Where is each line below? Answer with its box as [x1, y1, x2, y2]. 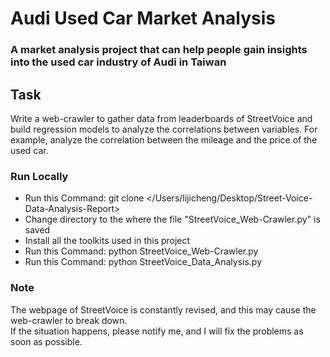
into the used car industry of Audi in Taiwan [10, 55, 227, 69]
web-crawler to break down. [10, 314, 128, 326]
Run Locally [10, 169, 69, 183]
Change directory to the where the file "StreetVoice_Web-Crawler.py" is [24, 213, 321, 226]
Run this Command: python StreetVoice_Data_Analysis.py [24, 256, 262, 268]
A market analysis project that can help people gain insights [10, 43, 308, 57]
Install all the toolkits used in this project [24, 235, 191, 247]
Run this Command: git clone [24, 192, 145, 204]
